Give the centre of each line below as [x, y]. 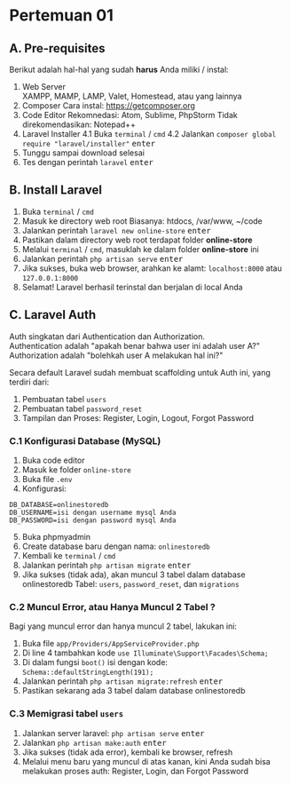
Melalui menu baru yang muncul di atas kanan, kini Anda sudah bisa [146, 761]
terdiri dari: [29, 382]
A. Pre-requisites [57, 48]
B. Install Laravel [55, 190]
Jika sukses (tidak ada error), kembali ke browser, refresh [127, 752]
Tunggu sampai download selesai [83, 153]
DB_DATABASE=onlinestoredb [59, 504]
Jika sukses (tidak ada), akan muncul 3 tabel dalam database [134, 575]
